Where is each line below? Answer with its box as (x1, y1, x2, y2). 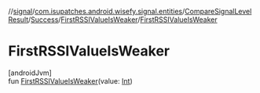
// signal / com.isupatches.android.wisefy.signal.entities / (8, 7, 185, 16)
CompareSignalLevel (184, 7, 252, 16)
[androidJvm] (8, 68, 53, 77)
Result (8, 15, 29, 24)
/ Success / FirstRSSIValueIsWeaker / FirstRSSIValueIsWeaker (27, 15, 218, 24)
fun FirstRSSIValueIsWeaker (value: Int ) (8, 76, 133, 85)
